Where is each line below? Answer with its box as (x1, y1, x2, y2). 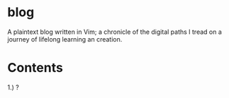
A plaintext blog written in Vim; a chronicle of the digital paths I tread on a (7, 27, 222, 36)
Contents (7, 60, 64, 76)
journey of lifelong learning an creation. (7, 35, 123, 43)
